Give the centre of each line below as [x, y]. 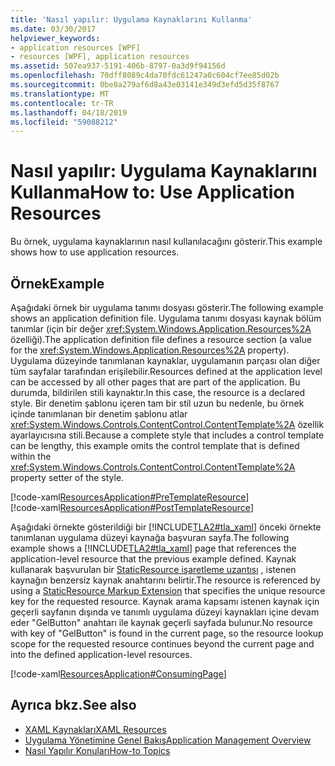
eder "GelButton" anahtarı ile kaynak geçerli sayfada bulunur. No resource [161, 622]
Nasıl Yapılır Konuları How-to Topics [97, 750]
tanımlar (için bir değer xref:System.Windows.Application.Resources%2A [161, 329]
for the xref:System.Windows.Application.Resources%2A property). [150, 350]
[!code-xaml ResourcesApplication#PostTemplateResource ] [132, 507]
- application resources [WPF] [75, 47]
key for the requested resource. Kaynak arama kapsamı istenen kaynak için [165, 601]
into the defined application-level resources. [101, 654]
